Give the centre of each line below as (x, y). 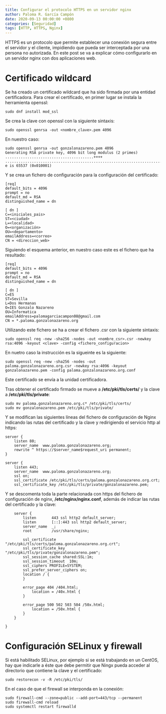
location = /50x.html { (56, 609)
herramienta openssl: (27, 103)
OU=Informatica (21, 312)
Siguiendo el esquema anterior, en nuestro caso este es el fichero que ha (80, 250)
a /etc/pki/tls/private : (28, 395)
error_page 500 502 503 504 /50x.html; (64, 605)
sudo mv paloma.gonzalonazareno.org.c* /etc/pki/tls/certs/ (68, 404)
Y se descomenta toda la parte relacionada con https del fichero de (74, 494)
